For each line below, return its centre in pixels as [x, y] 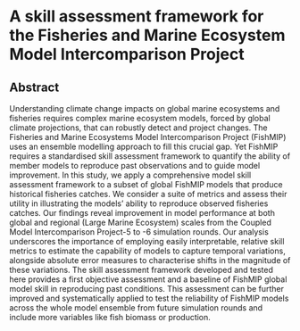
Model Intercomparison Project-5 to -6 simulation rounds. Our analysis [139, 232]
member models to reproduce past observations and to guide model [135, 165]
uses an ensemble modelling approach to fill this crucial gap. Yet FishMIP [144, 146]
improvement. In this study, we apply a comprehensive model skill [130, 175]
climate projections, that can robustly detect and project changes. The [138, 128]
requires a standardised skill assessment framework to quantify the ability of [150, 156]
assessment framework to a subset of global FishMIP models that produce [146, 184]
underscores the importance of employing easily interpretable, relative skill [147, 241]
